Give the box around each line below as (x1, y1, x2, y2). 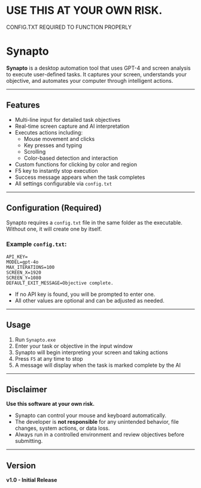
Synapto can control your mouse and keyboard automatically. (14, 412, 166, 419)
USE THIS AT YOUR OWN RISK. (6, 4, 163, 17)
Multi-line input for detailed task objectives (14, 116, 121, 123)
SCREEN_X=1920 (6, 270, 42, 276)
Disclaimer (6, 385, 47, 394)
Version (6, 460, 36, 471)
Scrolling (23, 148, 46, 155)
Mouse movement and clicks (23, 135, 95, 142)
